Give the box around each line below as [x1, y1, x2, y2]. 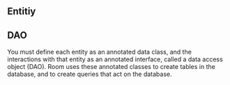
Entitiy [7, 6, 36, 17]
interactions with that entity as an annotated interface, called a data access [7, 55, 223, 63]
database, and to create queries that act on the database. [7, 70, 172, 79]
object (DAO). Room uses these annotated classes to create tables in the [7, 63, 216, 71]
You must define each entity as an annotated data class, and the [7, 48, 192, 56]
